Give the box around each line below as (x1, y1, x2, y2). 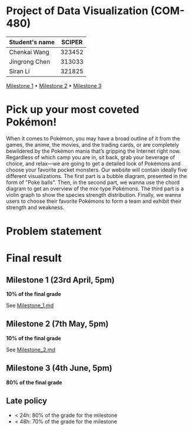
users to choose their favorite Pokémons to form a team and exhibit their (6, 198, 182, 205)
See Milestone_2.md (6, 346, 56, 353)
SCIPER (61, 38, 83, 46)
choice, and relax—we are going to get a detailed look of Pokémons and (6, 160, 181, 167)
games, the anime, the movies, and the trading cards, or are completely (6, 141, 179, 148)
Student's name (9, 38, 55, 46)
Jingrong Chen (9, 57, 51, 65)
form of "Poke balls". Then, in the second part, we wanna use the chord (6, 179, 180, 186)
